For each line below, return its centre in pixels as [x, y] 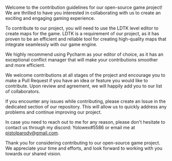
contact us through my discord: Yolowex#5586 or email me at [70, 128]
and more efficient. [25, 65]
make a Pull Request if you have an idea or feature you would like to [77, 80]
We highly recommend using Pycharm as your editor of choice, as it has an [84, 54]
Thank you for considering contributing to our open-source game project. [83, 143]
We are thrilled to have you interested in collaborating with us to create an [83, 13]
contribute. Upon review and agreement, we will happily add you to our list [84, 86]
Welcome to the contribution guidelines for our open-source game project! [84, 7]
